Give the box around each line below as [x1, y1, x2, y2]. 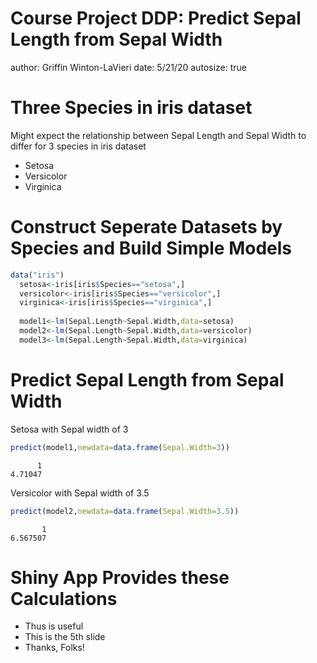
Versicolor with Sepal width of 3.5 [10, 487, 150, 499]
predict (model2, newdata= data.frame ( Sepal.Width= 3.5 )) [10, 506, 240, 516]
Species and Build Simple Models [10, 237, 292, 260]
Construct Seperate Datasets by [10, 216, 283, 239]
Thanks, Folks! [24, 642, 85, 654]
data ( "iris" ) [10, 270, 65, 280]
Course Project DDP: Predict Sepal [10, 7, 302, 30]
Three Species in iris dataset [10, 97, 253, 119]
